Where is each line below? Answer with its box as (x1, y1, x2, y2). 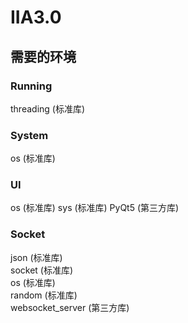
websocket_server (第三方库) (10, 301, 130, 313)
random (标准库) (10, 289, 78, 301)
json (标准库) (10, 251, 63, 263)
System (10, 128, 49, 142)
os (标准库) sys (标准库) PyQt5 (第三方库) (10, 202, 180, 214)
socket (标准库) (10, 264, 74, 276)
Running (10, 79, 53, 93)
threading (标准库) (10, 102, 86, 115)
